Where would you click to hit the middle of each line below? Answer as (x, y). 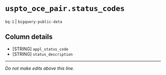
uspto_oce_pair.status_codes (65, 9)
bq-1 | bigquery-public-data (34, 21)
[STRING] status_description (42, 54)
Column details (29, 37)
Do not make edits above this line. (40, 68)
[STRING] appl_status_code (40, 49)
